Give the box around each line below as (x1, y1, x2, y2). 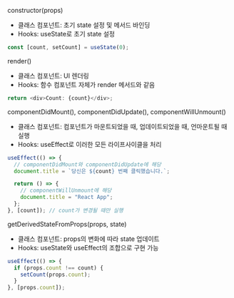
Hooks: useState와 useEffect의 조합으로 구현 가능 (17, 243, 159, 252)
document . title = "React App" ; (20, 194, 113, 201)
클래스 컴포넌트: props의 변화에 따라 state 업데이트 (17, 235, 160, 243)
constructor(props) (7, 6, 63, 14)
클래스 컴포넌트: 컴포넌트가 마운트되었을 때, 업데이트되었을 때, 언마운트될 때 (17, 122, 228, 130)
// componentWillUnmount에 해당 (20, 187, 112, 195)
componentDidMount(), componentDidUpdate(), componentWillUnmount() (7, 107, 226, 116)
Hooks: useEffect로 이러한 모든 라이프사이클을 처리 (17, 140, 162, 148)
